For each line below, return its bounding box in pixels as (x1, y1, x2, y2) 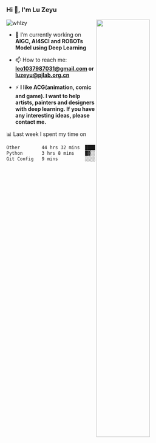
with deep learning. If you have (15, 105, 95, 113)
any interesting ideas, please (15, 112, 90, 119)
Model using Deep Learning (15, 44, 87, 51)
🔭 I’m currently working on (15, 31, 81, 38)
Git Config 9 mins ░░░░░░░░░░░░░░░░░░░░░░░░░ (6, 156, 154, 162)
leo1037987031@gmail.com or (15, 65, 94, 73)
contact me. (15, 118, 47, 126)
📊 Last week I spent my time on (6, 130, 87, 138)
